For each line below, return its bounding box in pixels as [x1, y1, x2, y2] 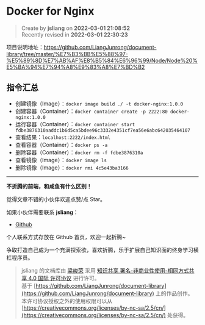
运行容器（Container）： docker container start [15, 120, 135, 127]
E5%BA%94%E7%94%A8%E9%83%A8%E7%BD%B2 [6, 63, 145, 71]
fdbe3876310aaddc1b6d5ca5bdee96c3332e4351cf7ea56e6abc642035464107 [15, 127, 190, 134]
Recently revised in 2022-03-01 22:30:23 [21, 30, 128, 38]
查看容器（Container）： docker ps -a [15, 141, 108, 148]
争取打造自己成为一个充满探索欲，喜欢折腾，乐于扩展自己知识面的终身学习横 [6, 246, 199, 254]
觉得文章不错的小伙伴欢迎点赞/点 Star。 [6, 195, 106, 202]
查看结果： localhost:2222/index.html [15, 133, 111, 141]
